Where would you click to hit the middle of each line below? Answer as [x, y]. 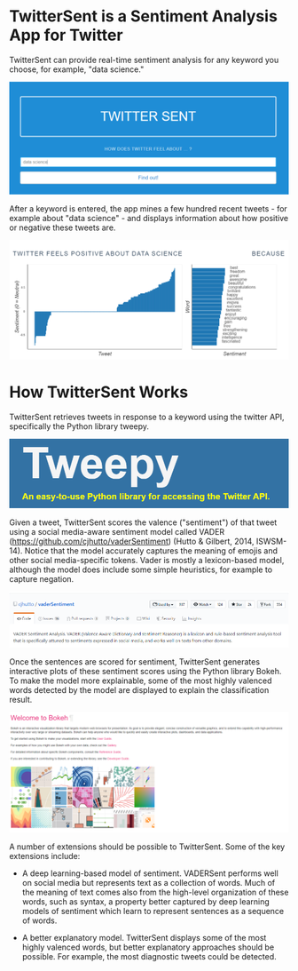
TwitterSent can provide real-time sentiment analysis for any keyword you [144, 60]
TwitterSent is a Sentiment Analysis [143, 16]
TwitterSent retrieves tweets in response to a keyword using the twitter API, [147, 417]
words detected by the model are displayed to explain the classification [139, 689]
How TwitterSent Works [99, 392]
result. [21, 699]
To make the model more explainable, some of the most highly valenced [141, 680]
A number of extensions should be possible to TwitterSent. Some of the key [147, 847]
